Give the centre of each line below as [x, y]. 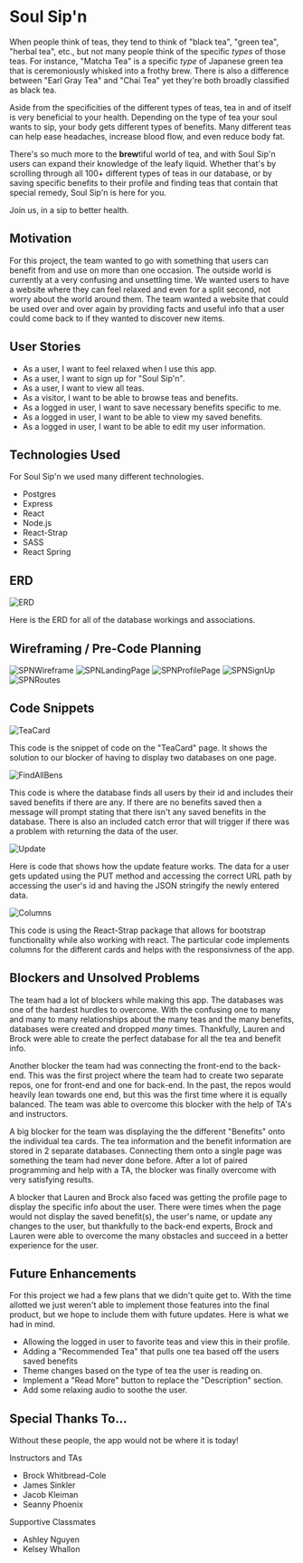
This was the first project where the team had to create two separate [156, 1075]
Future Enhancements [73, 1274]
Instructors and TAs [46, 1458]
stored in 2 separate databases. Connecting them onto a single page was [146, 1150]
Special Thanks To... [68, 1418]
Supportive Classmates [53, 1522]
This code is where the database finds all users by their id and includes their [151, 792]
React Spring [47, 552]
